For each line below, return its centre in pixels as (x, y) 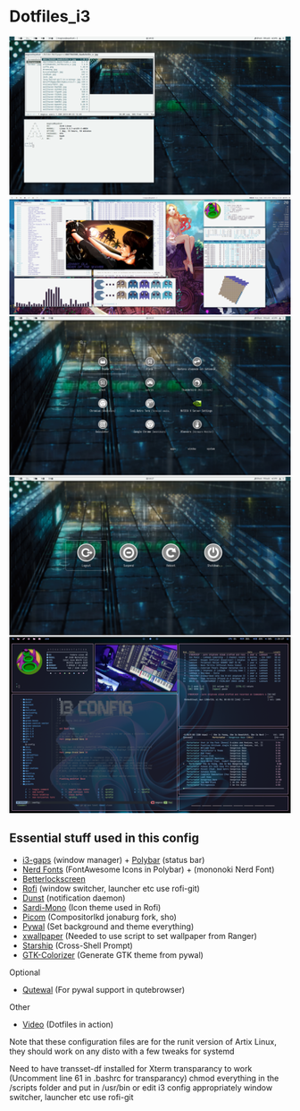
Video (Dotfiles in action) (68, 1024)
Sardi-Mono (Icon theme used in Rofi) (92, 907)
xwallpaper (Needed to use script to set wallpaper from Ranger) (139, 936)
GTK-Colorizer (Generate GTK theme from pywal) (112, 954)
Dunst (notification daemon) (74, 898)
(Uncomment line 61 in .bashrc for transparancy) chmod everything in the (144, 1078)
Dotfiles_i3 (50, 17)
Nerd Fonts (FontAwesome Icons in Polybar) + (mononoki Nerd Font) (148, 869)
